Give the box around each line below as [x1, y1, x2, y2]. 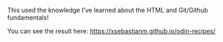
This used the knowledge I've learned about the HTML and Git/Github [7, 6, 208, 14]
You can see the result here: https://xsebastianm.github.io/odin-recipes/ [7, 27, 216, 35]
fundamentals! [7, 13, 49, 22]
